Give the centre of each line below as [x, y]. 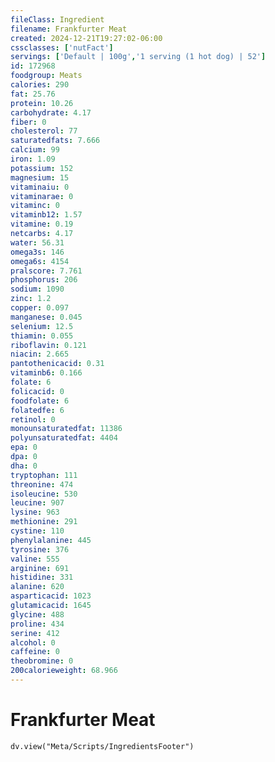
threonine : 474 [42, 484]
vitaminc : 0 [35, 206]
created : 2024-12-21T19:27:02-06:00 [86, 38]
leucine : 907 [37, 503]
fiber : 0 [28, 122]
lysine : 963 [35, 512]
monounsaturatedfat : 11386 [66, 429]
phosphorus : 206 [44, 280]
